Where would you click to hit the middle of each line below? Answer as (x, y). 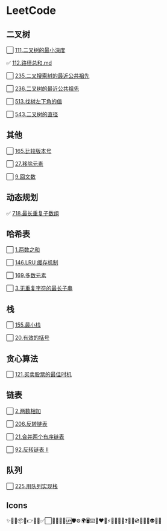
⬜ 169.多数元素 (27, 275)
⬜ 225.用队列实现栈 (32, 486)
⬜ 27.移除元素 (25, 163)
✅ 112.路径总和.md (29, 63)
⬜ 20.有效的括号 (28, 338)
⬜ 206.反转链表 (27, 423)
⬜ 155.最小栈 (24, 325)
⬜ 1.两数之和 (23, 250)
